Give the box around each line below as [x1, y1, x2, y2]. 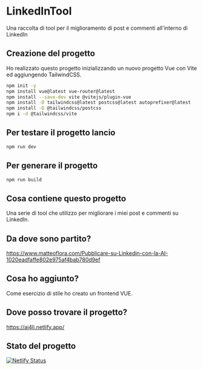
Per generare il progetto [6, 161, 98, 171]
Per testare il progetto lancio [6, 127, 116, 138]
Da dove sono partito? [6, 234, 92, 244]
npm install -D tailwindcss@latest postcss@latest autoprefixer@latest [6, 99, 191, 106]
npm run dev [6, 144, 36, 150]
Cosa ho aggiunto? [6, 274, 79, 284]
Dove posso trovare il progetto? [6, 308, 128, 318]
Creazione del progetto [6, 49, 95, 59]
